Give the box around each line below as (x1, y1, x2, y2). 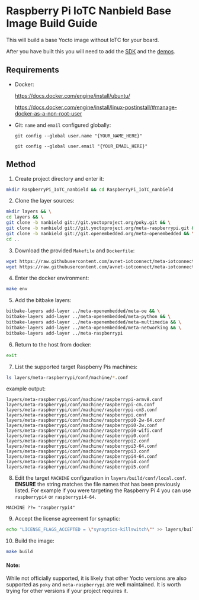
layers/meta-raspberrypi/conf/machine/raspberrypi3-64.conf (6, 443, 158, 450)
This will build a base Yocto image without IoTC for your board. (6, 36, 159, 43)
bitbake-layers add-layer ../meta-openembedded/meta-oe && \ (6, 308, 161, 315)
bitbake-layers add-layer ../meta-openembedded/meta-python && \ (6, 314, 171, 320)
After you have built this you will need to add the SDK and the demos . (6, 47, 176, 54)
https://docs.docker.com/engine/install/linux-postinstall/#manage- (14, 104, 178, 111)
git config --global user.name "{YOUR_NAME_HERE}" (14, 133, 143, 139)
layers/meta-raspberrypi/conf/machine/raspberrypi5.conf (6, 464, 150, 470)
